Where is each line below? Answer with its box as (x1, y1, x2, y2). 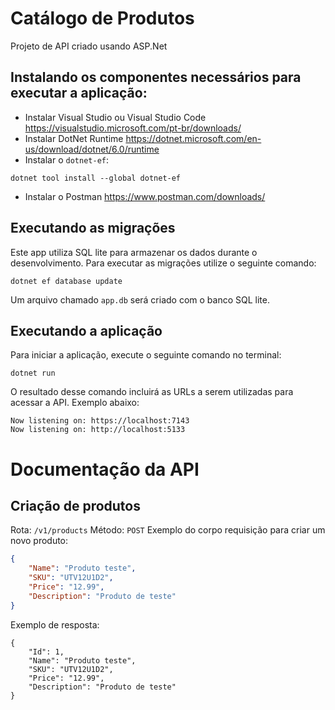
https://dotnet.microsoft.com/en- (125, 132, 262, 144)
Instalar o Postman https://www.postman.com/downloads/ (24, 190, 266, 202)
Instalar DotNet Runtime (24, 132, 124, 144)
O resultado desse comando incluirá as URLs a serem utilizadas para (10, 386, 294, 398)
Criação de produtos (10, 497, 141, 514)
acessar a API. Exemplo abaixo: (10, 397, 140, 409)
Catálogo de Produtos (10, 7, 195, 30)
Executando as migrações (10, 220, 176, 237)
